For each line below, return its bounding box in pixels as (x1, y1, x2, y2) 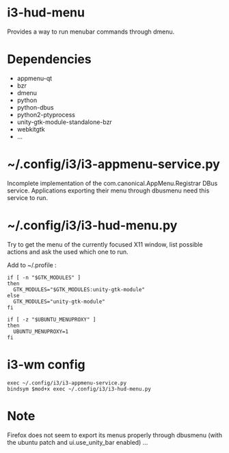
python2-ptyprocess (16, 110, 75, 119)
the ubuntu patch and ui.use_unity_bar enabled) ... (7, 438, 148, 446)
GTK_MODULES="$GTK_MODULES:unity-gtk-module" (13, 286, 146, 293)
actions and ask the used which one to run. (7, 247, 129, 256)
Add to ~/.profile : (7, 260, 57, 269)
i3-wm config (7, 356, 85, 372)
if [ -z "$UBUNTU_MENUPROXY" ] (7, 316, 96, 323)
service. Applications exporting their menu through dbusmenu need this (7, 186, 210, 195)
